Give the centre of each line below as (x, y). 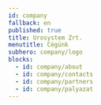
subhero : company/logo (45, 52)
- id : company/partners (54, 81)
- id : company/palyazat (54, 89)
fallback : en (30, 23)
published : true (35, 30)
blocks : (21, 60)
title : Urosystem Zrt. (45, 37)
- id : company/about (49, 67)
